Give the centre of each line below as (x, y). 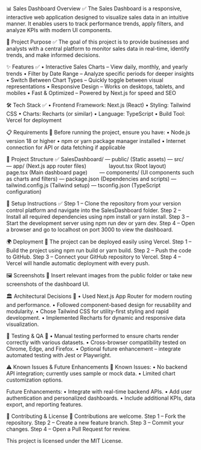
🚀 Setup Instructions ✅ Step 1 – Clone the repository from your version (94, 203)
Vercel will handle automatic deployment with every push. (78, 263)
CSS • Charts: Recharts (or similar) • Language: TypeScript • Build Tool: (96, 114)
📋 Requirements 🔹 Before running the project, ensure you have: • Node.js (98, 132)
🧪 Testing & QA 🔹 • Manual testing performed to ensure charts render (93, 336)
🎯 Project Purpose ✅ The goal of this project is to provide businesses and (97, 42)
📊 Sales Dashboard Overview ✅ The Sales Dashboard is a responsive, (94, 8)
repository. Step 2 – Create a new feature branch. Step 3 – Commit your (95, 422)
